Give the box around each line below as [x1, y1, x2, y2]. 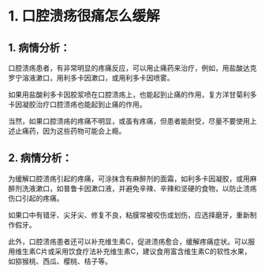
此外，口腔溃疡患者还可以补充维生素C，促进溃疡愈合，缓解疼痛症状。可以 [8, 237, 248, 246]
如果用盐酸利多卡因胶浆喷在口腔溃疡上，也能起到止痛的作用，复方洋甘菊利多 [8, 90, 257, 99]
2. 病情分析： [8, 151, 73, 165]
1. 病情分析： [8, 41, 71, 54]
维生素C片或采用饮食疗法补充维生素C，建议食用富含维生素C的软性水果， [14, 246, 252, 256]
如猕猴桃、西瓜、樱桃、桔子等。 [8, 256, 112, 266]
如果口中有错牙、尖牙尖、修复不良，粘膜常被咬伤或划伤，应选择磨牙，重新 [8, 210, 250, 220]
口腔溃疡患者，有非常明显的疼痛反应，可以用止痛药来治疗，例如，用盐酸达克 [8, 64, 257, 72]
